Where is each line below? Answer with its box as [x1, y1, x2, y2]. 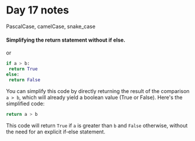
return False [8, 77, 41, 82]
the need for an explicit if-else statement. [6, 128, 105, 135]
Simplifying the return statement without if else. [6, 36, 126, 43]
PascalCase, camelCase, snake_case [6, 23, 95, 30]
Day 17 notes [6, 4, 69, 17]
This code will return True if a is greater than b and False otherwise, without [6, 122, 188, 129]
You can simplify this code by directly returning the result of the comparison [6, 87, 190, 94]
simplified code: [6, 100, 45, 107]
